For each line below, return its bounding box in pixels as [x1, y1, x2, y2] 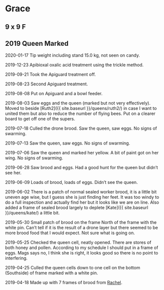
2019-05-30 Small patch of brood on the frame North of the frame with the [5, 219, 157, 225]
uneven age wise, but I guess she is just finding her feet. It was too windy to [5, 194, 159, 200]
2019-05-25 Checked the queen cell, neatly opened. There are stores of [5, 240, 152, 246]
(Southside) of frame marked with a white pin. [5, 270, 98, 276]
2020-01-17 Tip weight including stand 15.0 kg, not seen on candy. [5, 52, 140, 58]
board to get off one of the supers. [5, 116, 75, 122]
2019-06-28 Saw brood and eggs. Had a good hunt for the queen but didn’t [5, 165, 159, 171]
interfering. [5, 255, 28, 261]
